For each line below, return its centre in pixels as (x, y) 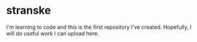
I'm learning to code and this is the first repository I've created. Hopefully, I (99, 27)
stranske (29, 10)
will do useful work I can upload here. (53, 33)
